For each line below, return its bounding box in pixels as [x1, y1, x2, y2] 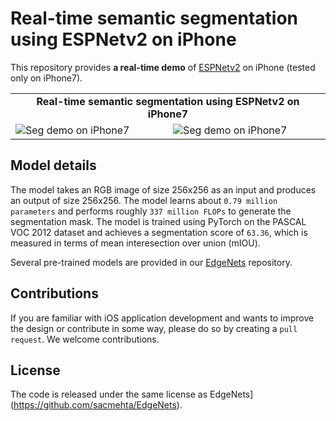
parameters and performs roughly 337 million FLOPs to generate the [10, 205, 292, 217]
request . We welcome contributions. [10, 333, 160, 345]
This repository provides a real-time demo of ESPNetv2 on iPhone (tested [10, 61, 316, 73]
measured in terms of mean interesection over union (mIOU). [10, 237, 261, 249]
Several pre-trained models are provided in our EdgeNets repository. [10, 256, 293, 268]
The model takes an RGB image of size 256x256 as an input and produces [10, 183, 317, 196]
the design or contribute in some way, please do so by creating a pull [10, 322, 298, 334]
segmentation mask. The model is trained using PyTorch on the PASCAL [10, 215, 307, 227]
